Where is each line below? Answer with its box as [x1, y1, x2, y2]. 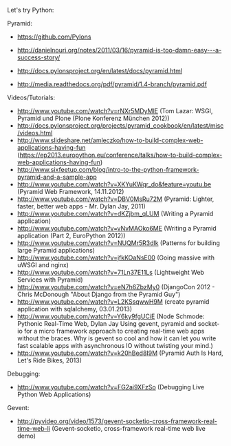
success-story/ [16, 53, 60, 61]
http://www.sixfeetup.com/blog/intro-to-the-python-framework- [16, 166, 199, 173]
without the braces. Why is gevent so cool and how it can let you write [16, 334, 217, 342]
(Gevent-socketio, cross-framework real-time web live [51, 425, 206, 432]
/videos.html [16, 129, 53, 137]
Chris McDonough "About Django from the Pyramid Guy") [16, 290, 181, 298]
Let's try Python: [7, 6, 54, 14]
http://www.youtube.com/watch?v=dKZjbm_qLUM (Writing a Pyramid [16, 210, 214, 217]
